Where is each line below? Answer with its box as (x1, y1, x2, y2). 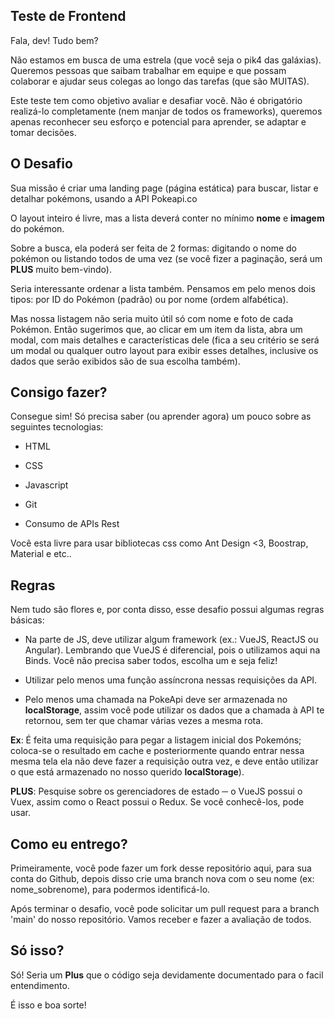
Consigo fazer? (10, 384, 108, 401)
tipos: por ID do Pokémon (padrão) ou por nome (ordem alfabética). (10, 293, 289, 305)
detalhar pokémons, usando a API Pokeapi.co (10, 192, 198, 204)
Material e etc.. (10, 548, 72, 560)
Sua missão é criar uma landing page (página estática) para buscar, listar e (10, 182, 319, 194)
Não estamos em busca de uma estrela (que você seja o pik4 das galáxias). (10, 54, 322, 66)
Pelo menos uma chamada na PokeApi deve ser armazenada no (24, 694, 288, 706)
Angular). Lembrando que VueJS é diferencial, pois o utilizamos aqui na (24, 644, 321, 656)
